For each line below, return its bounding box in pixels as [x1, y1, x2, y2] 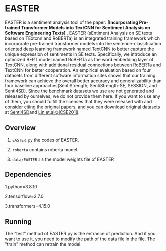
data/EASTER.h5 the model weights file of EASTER [12, 156, 114, 162]
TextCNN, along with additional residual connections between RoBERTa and [5, 62, 161, 68]
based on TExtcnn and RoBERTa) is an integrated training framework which [5, 35, 160, 41]
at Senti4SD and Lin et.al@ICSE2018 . [5, 109, 80, 115]
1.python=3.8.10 [5, 183, 37, 189]
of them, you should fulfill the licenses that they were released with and [5, 98, 152, 104]
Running [5, 217, 32, 226]
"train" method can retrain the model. [5, 241, 82, 247]
